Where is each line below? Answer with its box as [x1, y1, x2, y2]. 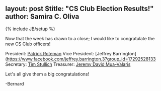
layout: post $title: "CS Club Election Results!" [5, 5, 154, 13]
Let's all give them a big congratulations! [5, 71, 90, 77]
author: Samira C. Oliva [5, 13, 79, 21]
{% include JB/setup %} [5, 26, 55, 32]
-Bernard [5, 80, 24, 86]
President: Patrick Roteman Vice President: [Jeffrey [5, 50, 112, 56]
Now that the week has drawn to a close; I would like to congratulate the [5, 35, 155, 41]
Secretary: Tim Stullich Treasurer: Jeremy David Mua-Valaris [5, 61, 131, 67]
